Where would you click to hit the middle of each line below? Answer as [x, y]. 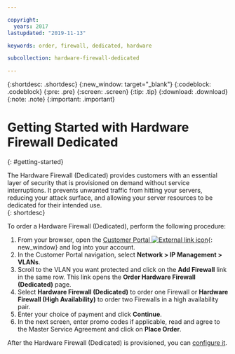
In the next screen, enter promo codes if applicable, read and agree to [119, 322]
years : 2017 [31, 26]
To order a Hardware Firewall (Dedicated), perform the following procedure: [117, 226]
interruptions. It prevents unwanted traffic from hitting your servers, [105, 191]
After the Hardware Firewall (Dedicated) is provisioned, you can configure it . [117, 343]
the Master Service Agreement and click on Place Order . [99, 329]
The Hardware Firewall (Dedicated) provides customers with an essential [112, 175]
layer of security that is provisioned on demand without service [99, 183]
